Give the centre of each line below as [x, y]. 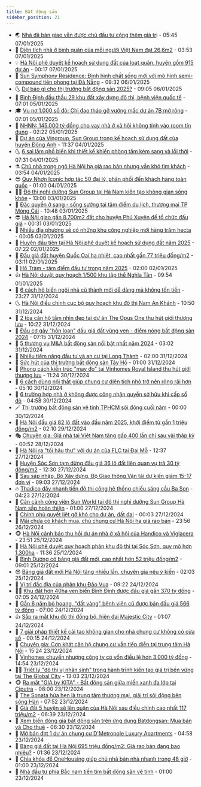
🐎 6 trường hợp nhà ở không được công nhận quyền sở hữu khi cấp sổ [101, 394]
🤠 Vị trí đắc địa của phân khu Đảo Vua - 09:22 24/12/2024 [86, 584]
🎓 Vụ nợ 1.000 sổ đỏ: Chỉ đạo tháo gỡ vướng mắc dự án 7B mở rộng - [101, 110]
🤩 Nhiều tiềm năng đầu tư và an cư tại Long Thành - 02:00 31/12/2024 [101, 356]
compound [28, 82]
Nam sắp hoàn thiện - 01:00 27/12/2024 [64, 508]
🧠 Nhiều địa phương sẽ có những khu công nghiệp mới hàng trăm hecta [103, 230]
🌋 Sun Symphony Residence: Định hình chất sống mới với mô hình [96, 75]
